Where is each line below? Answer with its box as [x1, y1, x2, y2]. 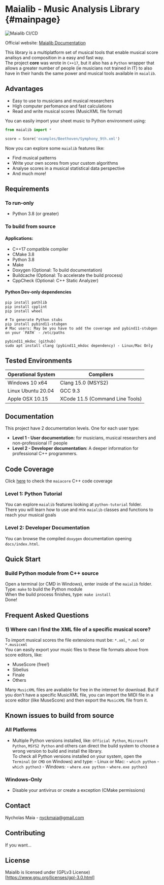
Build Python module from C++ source [5, 570, 99, 577]
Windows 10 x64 [7, 379, 48, 386]
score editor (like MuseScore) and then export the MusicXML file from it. [5, 697, 148, 703]
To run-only [5, 199, 34, 206]
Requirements [5, 184, 49, 193]
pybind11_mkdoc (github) [5, 339, 56, 344]
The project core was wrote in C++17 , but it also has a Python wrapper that [5, 60, 155, 66]
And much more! [12, 170, 46, 176]
